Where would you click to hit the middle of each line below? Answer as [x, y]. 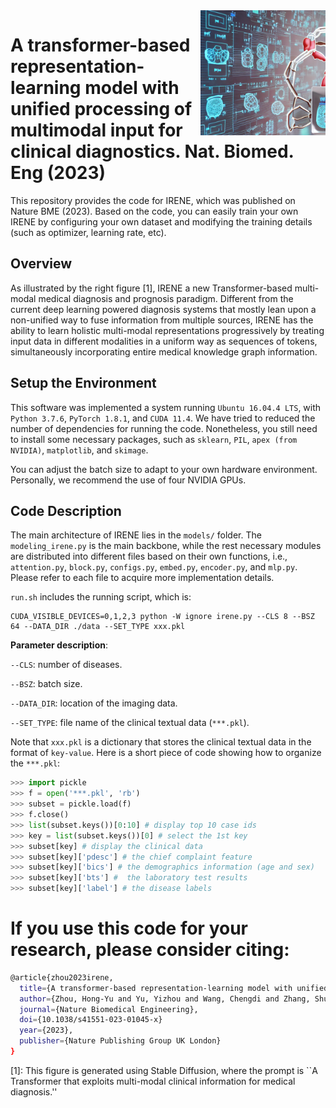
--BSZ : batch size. [46, 684]
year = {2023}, [46, 1030]
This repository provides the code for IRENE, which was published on [153, 200]
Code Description [66, 510]
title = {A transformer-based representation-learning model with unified [174, 988]
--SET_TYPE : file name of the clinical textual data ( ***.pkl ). [130, 723]
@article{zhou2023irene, [62, 977]
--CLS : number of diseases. [66, 665]
